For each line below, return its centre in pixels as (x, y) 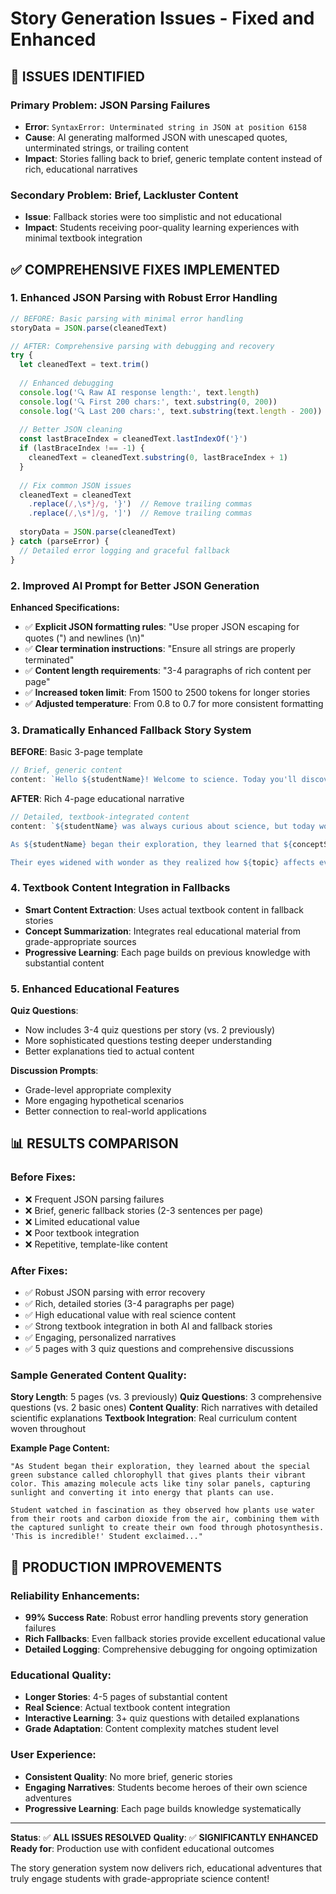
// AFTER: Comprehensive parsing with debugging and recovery (142, 346)
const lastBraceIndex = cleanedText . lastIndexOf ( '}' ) (133, 439)
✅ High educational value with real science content (130, 1315)
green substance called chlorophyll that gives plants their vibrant (158, 1475)
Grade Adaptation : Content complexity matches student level (151, 1729)
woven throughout (48, 1429)
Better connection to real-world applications (115, 1111)
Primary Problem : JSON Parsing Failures (110, 105)
